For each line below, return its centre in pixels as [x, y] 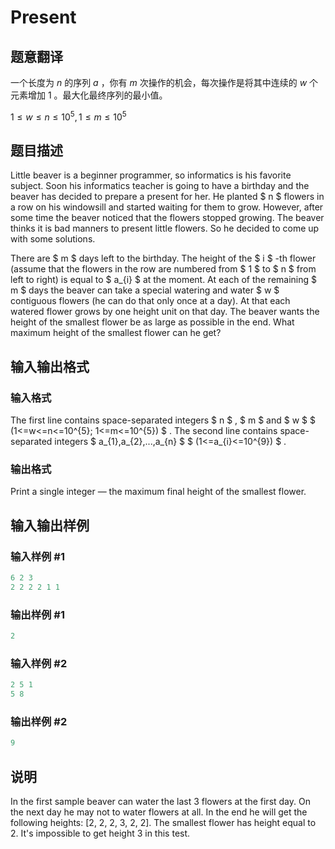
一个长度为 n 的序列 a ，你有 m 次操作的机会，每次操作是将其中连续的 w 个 [164, 82]
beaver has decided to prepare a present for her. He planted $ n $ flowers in [167, 197]
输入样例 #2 [39, 663]
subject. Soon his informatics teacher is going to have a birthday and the [160, 186]
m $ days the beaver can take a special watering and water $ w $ [145, 290]
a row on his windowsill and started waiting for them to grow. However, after [167, 207]
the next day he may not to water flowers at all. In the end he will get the [159, 812]
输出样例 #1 [37, 614]
